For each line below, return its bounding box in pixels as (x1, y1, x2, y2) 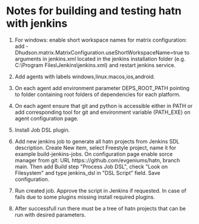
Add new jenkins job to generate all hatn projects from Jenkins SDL (14, 137, 180, 145)
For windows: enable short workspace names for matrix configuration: (14, 36, 187, 43)
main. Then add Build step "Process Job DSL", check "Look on (14, 163, 168, 170)
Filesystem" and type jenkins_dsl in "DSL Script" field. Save (14, 169, 160, 176)
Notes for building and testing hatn (6, 4, 182, 18)
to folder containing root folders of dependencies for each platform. (14, 91, 181, 98)
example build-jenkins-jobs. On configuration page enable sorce (14, 150, 173, 158)
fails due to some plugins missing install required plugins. (14, 193, 156, 200)
